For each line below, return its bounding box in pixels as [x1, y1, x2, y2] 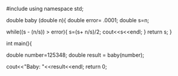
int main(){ [6, 40, 32, 47]
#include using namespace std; [6, 5, 84, 12]
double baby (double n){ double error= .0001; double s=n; [6, 17, 149, 23]
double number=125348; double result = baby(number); [6, 51, 144, 59]
